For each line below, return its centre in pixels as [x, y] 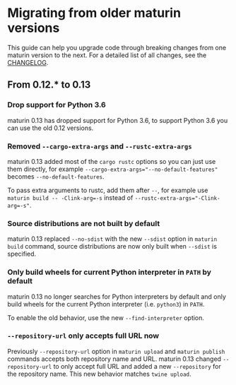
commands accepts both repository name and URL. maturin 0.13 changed [114, 359]
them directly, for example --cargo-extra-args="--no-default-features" [113, 169]
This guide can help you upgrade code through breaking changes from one [117, 47]
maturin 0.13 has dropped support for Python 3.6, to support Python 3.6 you [118, 120]
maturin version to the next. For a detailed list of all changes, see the [107, 55]
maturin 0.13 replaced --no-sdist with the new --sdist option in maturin [112, 239]
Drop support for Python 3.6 [57, 105]
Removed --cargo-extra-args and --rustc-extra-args [100, 146]
